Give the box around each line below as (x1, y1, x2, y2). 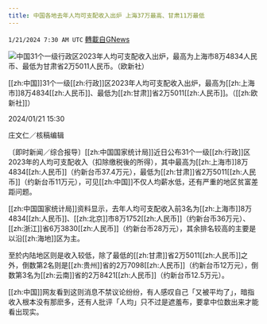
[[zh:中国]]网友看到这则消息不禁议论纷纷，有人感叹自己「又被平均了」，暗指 (8, 287, 255, 296)
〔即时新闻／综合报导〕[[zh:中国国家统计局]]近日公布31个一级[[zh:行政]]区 (8, 147, 251, 156)
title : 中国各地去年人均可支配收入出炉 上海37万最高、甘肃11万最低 (8, 11, 205, 20)
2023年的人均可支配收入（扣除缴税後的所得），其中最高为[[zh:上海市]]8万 (8, 156, 249, 167)
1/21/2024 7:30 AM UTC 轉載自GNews (8, 34, 130, 44)
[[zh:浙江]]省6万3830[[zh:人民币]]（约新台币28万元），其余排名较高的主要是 (8, 223, 257, 233)
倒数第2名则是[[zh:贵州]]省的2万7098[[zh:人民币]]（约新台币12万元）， (21, 260, 252, 270)
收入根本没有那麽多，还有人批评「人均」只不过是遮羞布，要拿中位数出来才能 (8, 297, 259, 307)
